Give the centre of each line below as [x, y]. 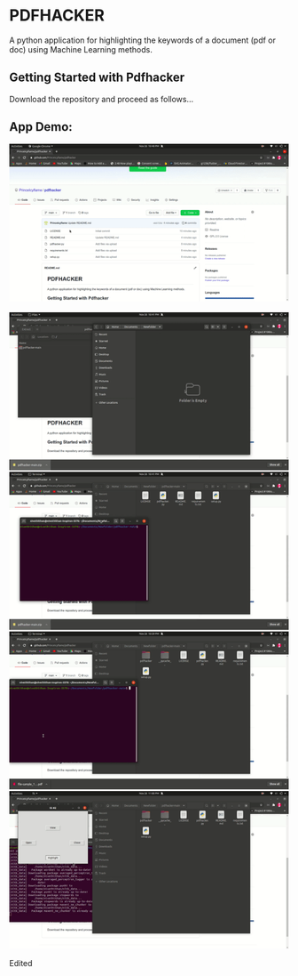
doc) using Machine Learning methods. [81, 49]
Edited [21, 964]
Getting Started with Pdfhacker [97, 78]
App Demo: [41, 127]
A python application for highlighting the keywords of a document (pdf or [143, 40]
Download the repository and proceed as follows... [102, 99]
